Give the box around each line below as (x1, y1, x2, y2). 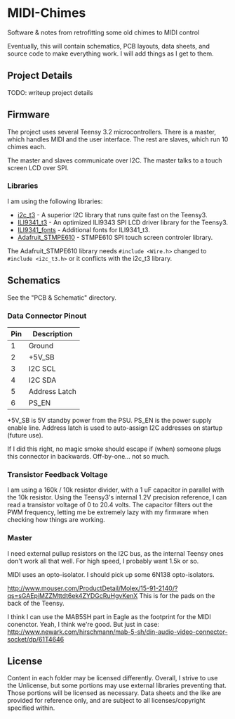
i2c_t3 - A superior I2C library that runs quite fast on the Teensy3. (17, 210, 208, 219)
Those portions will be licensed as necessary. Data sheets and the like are (7, 689, 222, 697)
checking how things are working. (7, 516, 105, 524)
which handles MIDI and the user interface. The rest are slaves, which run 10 (7, 135, 229, 144)
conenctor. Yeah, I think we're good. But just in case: (7, 620, 160, 628)
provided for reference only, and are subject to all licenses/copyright (7, 696, 206, 705)
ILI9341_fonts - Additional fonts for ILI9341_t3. (17, 225, 151, 234)
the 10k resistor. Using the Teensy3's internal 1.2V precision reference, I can (7, 493, 227, 502)
